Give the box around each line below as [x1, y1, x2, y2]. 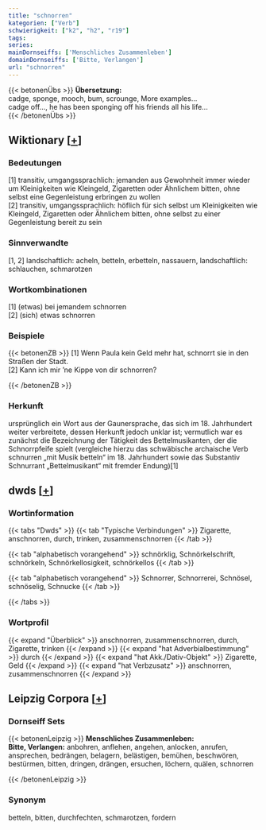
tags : [8, 33, 26, 42]
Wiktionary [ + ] [8, 134, 82, 147]
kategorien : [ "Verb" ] [8, 19, 80, 27]
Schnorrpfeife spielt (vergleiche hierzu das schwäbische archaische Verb [8, 444, 249, 453]
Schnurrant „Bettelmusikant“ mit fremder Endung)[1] [8, 460, 179, 470]
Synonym [8, 794, 46, 805]
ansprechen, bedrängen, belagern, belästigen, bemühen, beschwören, [8, 750, 239, 760]
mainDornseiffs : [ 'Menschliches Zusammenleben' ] [8, 48, 172, 56]
